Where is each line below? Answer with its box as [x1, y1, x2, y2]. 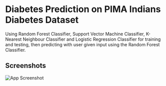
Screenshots [5, 61, 46, 70]
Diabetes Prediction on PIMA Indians [5, 4, 161, 15]
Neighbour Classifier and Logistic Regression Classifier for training [22, 36, 161, 42]
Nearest [5, 36, 22, 42]
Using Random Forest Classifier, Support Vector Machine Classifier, [5, 31, 145, 37]
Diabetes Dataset [5, 14, 79, 26]
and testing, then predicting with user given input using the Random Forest [5, 41, 160, 47]
